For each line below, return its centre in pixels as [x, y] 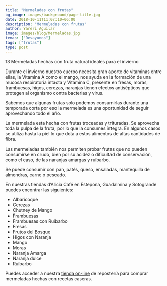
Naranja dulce [27, 258]
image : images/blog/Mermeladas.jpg [43, 33]
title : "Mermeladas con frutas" [39, 10]
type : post [17, 47]
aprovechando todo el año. [33, 113]
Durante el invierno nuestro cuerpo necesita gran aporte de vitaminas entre [84, 71]
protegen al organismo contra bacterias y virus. [54, 93]
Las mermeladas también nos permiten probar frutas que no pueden [76, 149]
